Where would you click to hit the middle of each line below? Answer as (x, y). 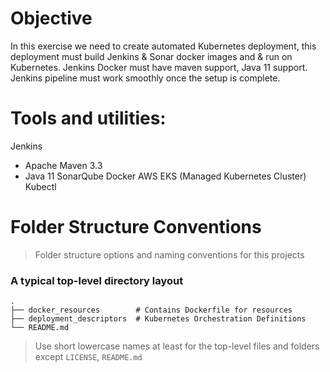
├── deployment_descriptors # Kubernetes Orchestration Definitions (158, 319)
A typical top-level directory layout (97, 280)
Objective (51, 18)
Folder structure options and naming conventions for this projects (169, 254)
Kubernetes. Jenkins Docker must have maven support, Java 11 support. (159, 67)
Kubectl (40, 186)
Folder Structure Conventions (136, 227)
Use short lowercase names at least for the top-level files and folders (177, 346)
